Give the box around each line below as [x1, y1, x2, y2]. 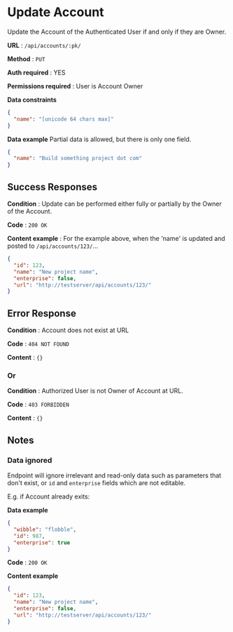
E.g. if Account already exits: [7, 492, 90, 501]
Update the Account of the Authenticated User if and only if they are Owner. [7, 27, 227, 36]
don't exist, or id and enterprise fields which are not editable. [7, 479, 186, 487]
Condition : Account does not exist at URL [7, 326, 129, 334]
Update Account [7, 4, 104, 20]
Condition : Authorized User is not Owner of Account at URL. [7, 387, 183, 395]
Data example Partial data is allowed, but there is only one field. [7, 135, 192, 143]
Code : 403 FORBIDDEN [7, 400, 70, 409]
